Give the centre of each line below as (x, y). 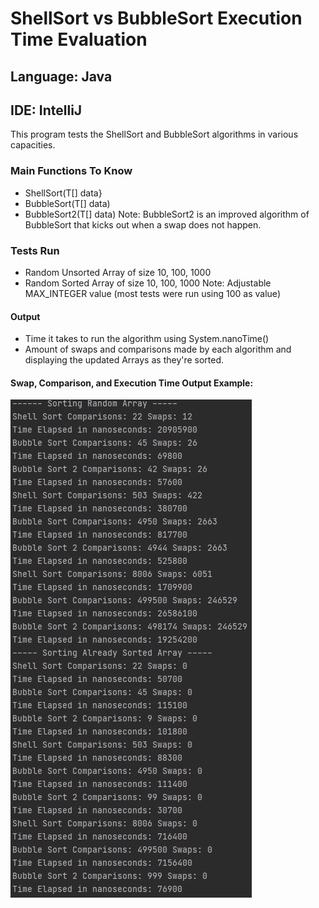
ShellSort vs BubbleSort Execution (156, 18)
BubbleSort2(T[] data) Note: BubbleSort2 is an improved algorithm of (167, 214)
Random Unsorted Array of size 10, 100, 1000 (118, 272)
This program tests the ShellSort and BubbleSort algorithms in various (154, 134)
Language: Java (61, 76)
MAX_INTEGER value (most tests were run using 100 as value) (152, 293)
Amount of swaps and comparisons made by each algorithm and (158, 349)
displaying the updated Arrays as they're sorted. (124, 360)
